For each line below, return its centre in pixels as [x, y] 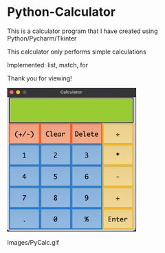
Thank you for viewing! [40, 78]
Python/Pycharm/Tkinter [42, 38]
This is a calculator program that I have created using [82, 31]
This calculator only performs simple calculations [77, 52]
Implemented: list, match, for [47, 65]
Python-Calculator [61, 12]
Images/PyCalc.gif [33, 243]
